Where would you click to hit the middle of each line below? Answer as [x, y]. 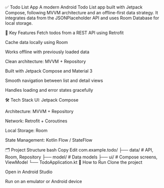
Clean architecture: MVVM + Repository [46, 61]
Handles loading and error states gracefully [49, 90]
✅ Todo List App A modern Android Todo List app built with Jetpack [74, 7]
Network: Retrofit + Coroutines [36, 121]
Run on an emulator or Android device [44, 181]
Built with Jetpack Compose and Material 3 [49, 71]
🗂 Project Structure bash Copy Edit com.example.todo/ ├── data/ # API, [79, 150]
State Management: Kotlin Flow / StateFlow [49, 140]
